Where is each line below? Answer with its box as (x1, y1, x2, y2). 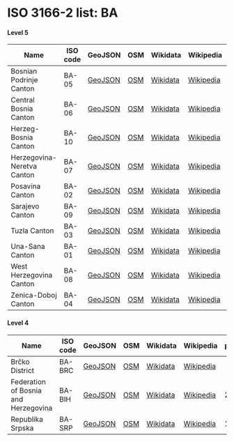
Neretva (10, 162, 37, 172)
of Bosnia (10, 386, 42, 395)
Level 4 (7, 319, 29, 327)
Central (10, 96, 35, 105)
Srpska (10, 423, 34, 433)
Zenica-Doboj (10, 291, 57, 300)
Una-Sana (10, 242, 45, 252)
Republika (10, 414, 43, 424)
